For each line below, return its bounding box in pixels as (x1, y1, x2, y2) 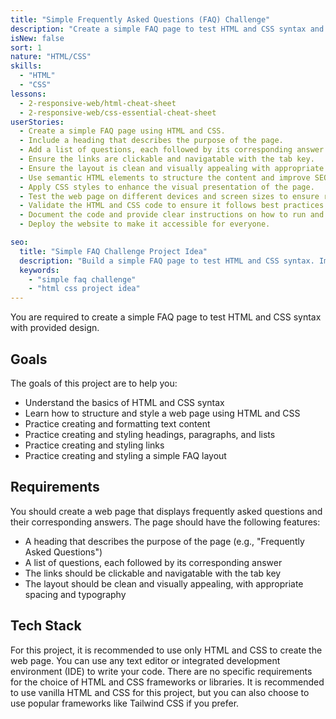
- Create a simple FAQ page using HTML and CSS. (19, 126, 226, 136)
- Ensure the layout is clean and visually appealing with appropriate (19, 163, 325, 173)
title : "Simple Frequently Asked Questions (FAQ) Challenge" (10, 14, 271, 25)
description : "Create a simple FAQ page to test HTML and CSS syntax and (10, 24, 325, 34)
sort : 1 (10, 42, 43, 53)
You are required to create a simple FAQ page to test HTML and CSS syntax (10, 311, 322, 323)
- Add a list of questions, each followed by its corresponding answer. (19, 145, 329, 155)
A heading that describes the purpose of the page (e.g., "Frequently (24, 535, 305, 547)
